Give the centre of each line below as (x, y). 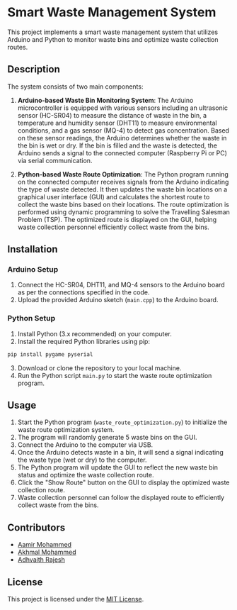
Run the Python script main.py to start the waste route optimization (115, 375)
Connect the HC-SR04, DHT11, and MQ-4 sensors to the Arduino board (121, 285)
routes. (18, 47)
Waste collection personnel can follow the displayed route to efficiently (121, 498)
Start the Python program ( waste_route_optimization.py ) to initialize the (122, 422)
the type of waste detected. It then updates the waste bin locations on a (122, 189)
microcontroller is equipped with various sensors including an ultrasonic (123, 108)
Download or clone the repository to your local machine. (99, 368)
